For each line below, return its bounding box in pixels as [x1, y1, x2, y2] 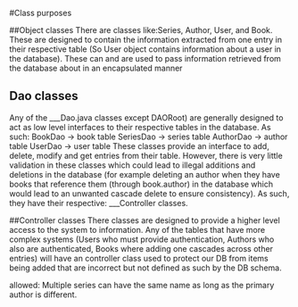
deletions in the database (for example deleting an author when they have [9, 169, 281, 179]
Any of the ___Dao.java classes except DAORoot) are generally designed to [9, 112, 284, 123]
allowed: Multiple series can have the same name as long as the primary [9, 279, 275, 290]
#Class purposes [9, 8, 72, 18]
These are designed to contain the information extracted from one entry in [9, 35, 283, 45]
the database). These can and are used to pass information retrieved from [9, 54, 281, 63]
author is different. [9, 289, 78, 300]
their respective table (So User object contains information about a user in [9, 44, 282, 54]
